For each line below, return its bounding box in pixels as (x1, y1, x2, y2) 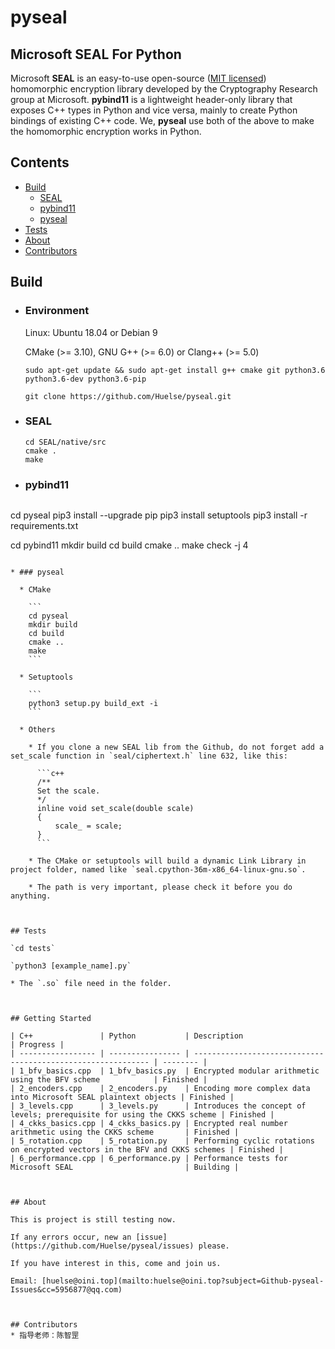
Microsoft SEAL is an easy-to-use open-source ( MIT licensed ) (10, 72, 267, 84)
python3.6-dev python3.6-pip (24, 374, 147, 384)
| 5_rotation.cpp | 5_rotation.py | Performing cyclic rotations (10, 1136, 315, 1146)
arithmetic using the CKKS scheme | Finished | (10, 1127, 240, 1138)
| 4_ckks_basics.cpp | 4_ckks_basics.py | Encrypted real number (10, 1119, 288, 1129)
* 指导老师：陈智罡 (10, 1331, 80, 1341)
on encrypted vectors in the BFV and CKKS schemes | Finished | (10, 1145, 284, 1155)
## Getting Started (10, 1014, 92, 1024)
